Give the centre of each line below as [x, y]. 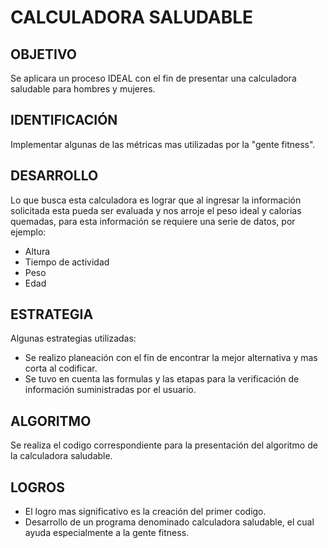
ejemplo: [28, 232]
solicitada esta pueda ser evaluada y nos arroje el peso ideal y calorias [156, 210]
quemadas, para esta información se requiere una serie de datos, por [153, 221]
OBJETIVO [44, 54]
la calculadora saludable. [61, 456]
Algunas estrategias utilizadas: [73, 338]
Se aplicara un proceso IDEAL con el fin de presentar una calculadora [153, 78]
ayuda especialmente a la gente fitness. [107, 533]
